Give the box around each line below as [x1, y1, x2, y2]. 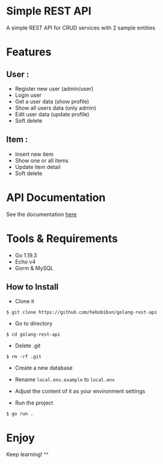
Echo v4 [14, 258, 36, 265]
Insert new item [14, 150, 54, 158]
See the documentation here [6, 211, 77, 218]
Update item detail [14, 163, 61, 170]
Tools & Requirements [6, 232, 118, 245]
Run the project [14, 399, 54, 407]
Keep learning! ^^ [6, 451, 49, 458]
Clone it [14, 298, 35, 305]
